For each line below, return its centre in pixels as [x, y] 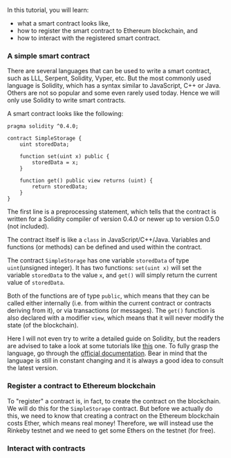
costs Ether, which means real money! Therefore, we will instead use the [110, 423]
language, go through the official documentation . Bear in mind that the [107, 353]
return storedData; [60, 187]
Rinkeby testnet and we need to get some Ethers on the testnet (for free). [111, 430]
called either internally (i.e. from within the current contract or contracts [109, 303]
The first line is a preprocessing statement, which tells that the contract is [112, 212]
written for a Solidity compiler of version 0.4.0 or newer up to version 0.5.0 [113, 219]
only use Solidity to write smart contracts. [66, 100]
